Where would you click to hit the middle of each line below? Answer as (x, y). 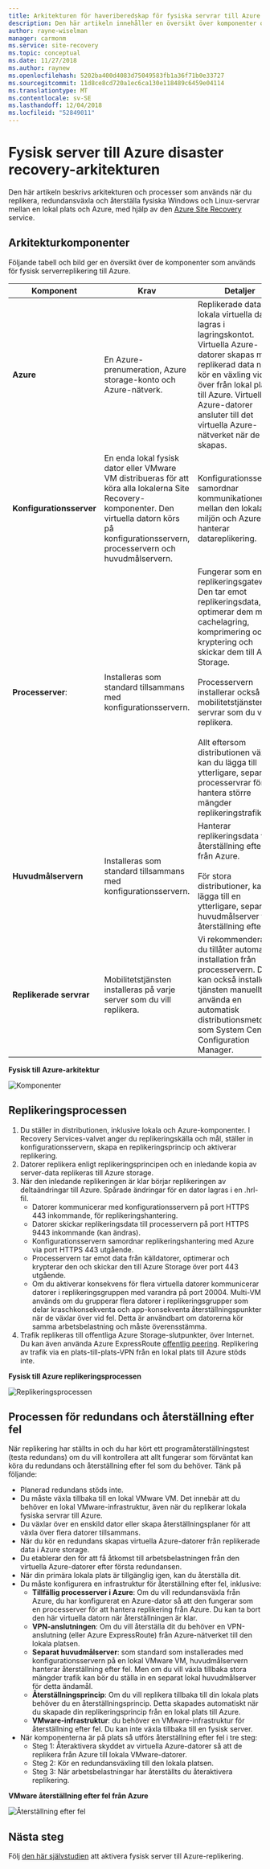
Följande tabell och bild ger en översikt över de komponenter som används (132, 262)
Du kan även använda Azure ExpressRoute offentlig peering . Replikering (139, 1343)
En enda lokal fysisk (141, 457)
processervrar (224, 782)
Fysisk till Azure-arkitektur (54, 1069)
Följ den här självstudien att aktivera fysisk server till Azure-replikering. (126, 1856)
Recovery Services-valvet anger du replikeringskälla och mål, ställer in (137, 1138)
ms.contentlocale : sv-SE (50, 98)
